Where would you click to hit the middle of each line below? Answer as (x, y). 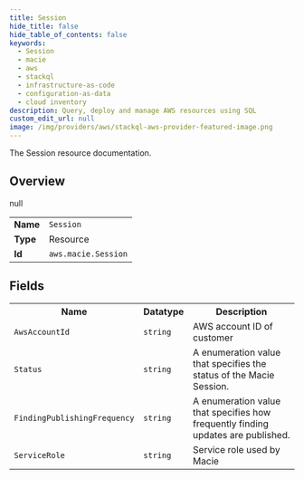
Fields (27, 286)
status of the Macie (234, 375)
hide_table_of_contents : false (68, 34)
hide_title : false (44, 26)
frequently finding (231, 424)
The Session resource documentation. (81, 153)
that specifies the (230, 363)
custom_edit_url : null (52, 119)
